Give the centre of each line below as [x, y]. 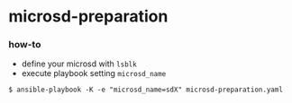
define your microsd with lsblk [79, 64]
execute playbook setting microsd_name [94, 73]
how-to [25, 45]
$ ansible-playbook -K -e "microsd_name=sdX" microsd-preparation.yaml [146, 90]
